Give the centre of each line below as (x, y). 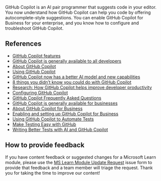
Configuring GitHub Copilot (40, 92)
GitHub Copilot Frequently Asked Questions (57, 98)
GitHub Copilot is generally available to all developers (67, 61)
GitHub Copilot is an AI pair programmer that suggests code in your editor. (81, 7)
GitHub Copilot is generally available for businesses (65, 103)
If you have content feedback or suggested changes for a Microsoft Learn (80, 157)
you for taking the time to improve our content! (53, 173)
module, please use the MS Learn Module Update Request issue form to (79, 162)
